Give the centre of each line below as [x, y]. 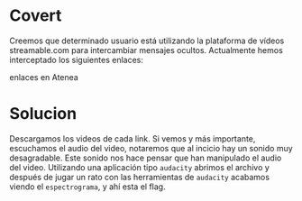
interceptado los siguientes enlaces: [77, 59]
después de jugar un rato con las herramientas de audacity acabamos [140, 177]
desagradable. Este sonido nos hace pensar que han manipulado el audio [146, 158]
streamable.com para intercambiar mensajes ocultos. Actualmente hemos [146, 50]
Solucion [43, 114]
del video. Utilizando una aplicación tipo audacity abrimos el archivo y [140, 167]
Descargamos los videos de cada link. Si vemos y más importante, [133, 138]
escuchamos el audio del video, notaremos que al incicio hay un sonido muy [151, 148]
